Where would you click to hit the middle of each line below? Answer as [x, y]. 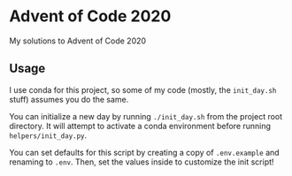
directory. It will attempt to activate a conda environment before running [140, 126]
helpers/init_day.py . [48, 135]
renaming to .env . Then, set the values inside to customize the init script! [142, 162]
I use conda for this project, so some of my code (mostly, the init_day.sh [143, 89]
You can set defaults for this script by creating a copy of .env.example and [145, 152]
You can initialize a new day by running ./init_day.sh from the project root [146, 116]
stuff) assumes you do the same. [69, 99]
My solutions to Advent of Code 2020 [78, 41]
